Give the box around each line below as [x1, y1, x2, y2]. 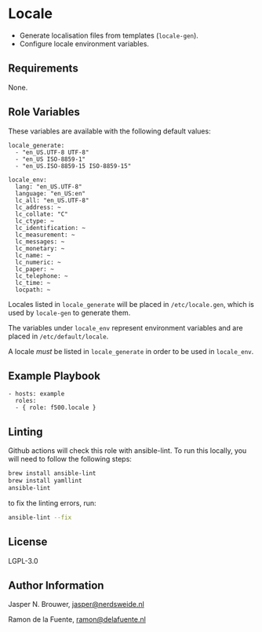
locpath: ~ [15, 286, 51, 294]
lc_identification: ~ [15, 224, 86, 232]
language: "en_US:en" [15, 189, 86, 197]
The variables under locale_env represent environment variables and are [8, 323, 243, 332]
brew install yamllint [8, 477, 82, 485]
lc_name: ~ [15, 251, 51, 259]
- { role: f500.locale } [15, 404, 96, 412]
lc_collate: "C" [15, 210, 68, 218]
